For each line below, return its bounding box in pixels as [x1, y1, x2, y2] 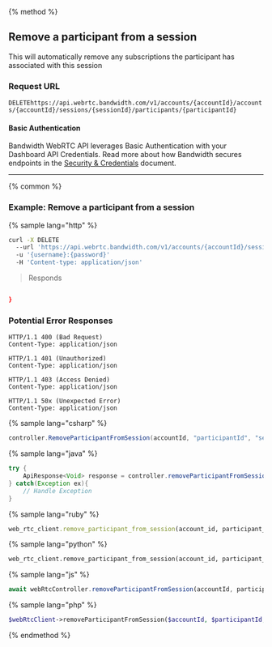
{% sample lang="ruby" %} [8, 509, 100, 519]
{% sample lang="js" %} [8, 570, 91, 580]
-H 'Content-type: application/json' [15, 258, 143, 266]
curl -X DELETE [8, 236, 60, 244]
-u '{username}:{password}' [15, 251, 111, 259]
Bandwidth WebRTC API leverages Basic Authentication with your [8, 141, 227, 151]
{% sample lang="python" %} [8, 539, 108, 549]
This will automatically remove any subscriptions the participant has [8, 52, 235, 62]
